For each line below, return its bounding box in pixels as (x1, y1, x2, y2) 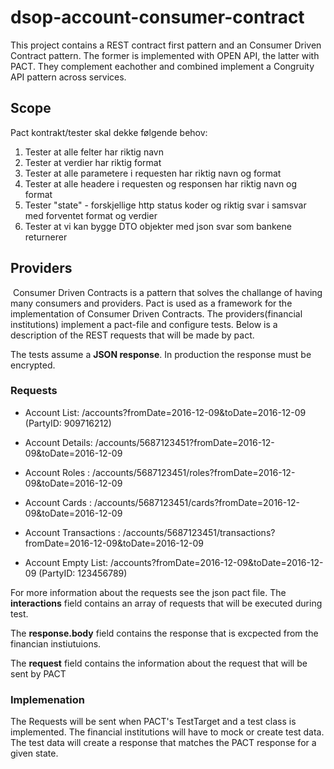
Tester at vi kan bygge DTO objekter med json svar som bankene (24, 220, 292, 232)
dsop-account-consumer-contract (10, 6, 305, 29)
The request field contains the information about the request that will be (10, 657, 308, 669)
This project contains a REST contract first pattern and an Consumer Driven (10, 39, 322, 51)
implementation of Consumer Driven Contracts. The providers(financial (10, 307, 303, 320)
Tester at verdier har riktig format (24, 156, 162, 168)
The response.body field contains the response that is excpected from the (10, 627, 319, 639)
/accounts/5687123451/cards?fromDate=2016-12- (93, 496, 300, 508)
